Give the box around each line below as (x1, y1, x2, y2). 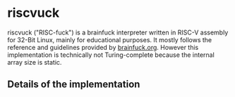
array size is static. (7, 58, 62, 66)
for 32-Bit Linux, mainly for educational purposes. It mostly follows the (7, 35, 212, 44)
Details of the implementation (7, 79, 140, 91)
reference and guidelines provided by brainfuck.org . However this (7, 43, 199, 51)
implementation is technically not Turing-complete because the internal (7, 51, 215, 59)
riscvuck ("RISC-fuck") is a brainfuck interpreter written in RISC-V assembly (7, 28, 229, 37)
